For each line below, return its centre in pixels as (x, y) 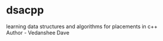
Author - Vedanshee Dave (38, 32)
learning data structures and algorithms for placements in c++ (82, 26)
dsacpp (25, 10)
